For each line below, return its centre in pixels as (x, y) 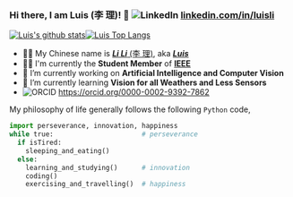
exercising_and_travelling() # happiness (106, 184)
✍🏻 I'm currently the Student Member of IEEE (106, 64)
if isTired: (40, 143)
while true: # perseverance (104, 134)
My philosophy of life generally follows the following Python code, (130, 109)
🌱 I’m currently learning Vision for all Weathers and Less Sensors (144, 82)
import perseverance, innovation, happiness (94, 126)
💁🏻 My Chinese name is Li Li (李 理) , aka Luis (106, 54)
